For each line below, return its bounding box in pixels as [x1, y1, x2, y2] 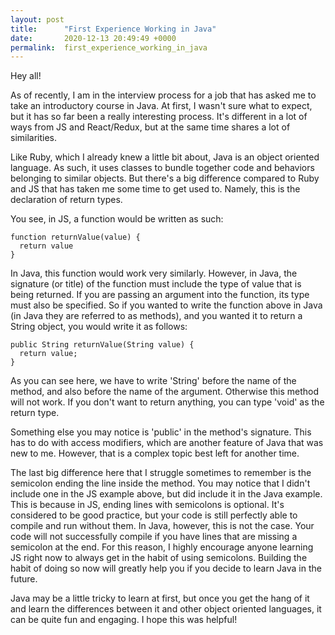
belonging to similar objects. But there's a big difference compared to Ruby [10, 172, 320, 185]
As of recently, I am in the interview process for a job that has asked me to [10, 89, 317, 101]
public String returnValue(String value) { [10, 340, 195, 350]
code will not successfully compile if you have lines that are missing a [10, 531, 298, 543]
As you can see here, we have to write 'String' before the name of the [10, 375, 297, 387]
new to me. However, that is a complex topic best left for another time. [10, 447, 300, 460]
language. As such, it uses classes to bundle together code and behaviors [10, 162, 315, 174]
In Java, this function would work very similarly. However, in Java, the [10, 267, 298, 280]
